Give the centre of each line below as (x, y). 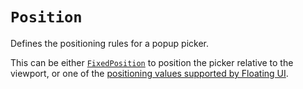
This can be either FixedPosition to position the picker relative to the (152, 62)
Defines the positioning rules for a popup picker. (109, 43)
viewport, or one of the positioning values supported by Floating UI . (149, 73)
